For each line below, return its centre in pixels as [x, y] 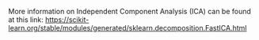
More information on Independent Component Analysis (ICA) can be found [130, 11]
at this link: [26, 20]
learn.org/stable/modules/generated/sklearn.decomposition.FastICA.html [128, 28]
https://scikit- [67, 20]
